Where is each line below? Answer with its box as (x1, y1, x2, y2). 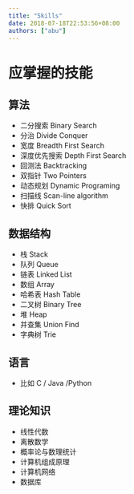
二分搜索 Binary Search (19, 121, 98, 131)
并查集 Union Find (19, 320, 79, 330)
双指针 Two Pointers (19, 171, 87, 180)
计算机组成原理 (19, 456, 70, 466)
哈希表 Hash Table (19, 290, 81, 299)
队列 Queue (19, 260, 59, 269)
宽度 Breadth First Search (19, 141, 104, 151)
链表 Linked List (19, 269, 72, 279)
